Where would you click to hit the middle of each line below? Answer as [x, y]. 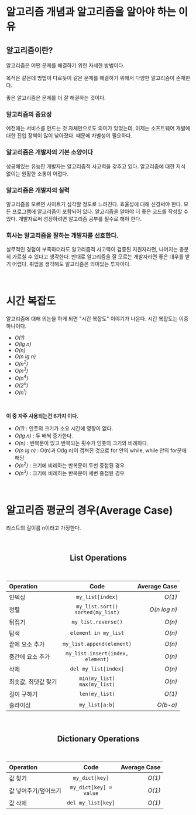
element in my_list [97, 633]
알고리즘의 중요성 [29, 114]
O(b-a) [167, 705]
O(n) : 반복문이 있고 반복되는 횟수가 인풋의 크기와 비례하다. [81, 443]
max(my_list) [97, 684]
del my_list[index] [97, 669]
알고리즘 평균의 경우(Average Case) [90, 510]
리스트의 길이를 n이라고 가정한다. [44, 528]
